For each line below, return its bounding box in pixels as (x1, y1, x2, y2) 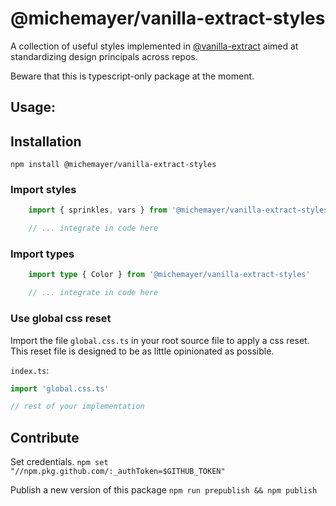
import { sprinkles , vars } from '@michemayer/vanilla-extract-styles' (28, 205, 333, 216)
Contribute (10, 429, 80, 446)
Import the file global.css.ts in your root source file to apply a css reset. (10, 334, 310, 346)
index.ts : (10, 364, 50, 376)
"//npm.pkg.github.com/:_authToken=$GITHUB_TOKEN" (10, 467, 226, 477)
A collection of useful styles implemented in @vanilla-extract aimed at (10, 40, 299, 52)
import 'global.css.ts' (10, 383, 110, 394)
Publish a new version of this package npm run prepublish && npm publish (10, 484, 318, 496)
